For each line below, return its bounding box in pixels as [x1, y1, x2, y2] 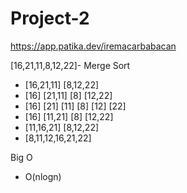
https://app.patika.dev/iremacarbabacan [10, 40, 177, 52]
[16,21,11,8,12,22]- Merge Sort [10, 59, 131, 71]
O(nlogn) [24, 170, 62, 182]
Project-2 [10, 7, 90, 30]
